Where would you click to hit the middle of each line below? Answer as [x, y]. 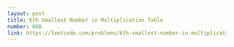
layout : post [26, 13]
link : [15, 33]
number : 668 [24, 26]
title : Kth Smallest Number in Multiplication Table [85, 20]
